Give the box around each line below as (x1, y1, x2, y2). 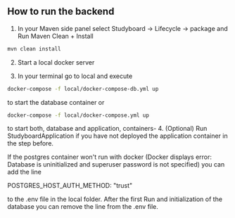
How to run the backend (7, 6, 115, 18)
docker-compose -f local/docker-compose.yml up (7, 112, 150, 119)
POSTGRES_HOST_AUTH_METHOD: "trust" (7, 181, 133, 190)
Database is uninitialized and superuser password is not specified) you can (7, 160, 225, 169)
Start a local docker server (17, 58, 95, 66)
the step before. (7, 139, 54, 148)
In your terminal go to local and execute (17, 72, 133, 80)
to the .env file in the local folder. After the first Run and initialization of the (7, 195, 223, 203)
